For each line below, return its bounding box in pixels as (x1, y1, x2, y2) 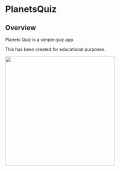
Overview (5, 23, 36, 32)
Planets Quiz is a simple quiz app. (5, 36, 75, 42)
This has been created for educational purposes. (5, 46, 106, 52)
